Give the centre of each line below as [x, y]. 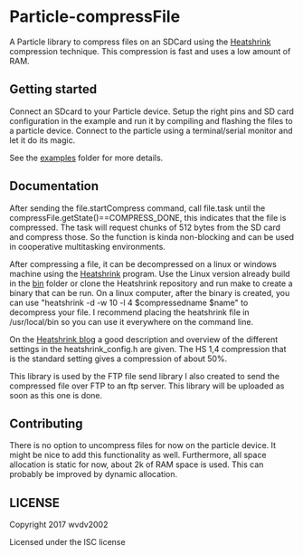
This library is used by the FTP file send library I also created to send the [145, 376]
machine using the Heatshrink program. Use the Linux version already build [150, 273]
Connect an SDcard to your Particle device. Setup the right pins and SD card [151, 111]
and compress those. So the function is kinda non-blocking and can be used [152, 236]
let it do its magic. [43, 140]
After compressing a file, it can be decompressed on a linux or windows [143, 263]
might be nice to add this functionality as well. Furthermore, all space [138, 455]
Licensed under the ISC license [67, 542]
